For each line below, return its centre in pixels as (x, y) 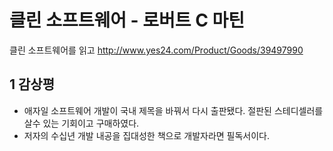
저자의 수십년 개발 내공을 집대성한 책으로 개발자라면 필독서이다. (147, 135)
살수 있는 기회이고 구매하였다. (81, 123)
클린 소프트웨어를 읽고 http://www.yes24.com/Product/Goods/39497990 (156, 50)
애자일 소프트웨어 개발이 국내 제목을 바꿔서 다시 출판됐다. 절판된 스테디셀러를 (173, 110)
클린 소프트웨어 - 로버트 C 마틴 (127, 20)
